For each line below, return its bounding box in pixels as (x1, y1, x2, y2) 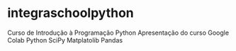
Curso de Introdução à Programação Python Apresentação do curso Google (7, 28, 229, 37)
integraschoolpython (7, 5, 135, 21)
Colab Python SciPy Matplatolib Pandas (7, 35, 123, 44)
